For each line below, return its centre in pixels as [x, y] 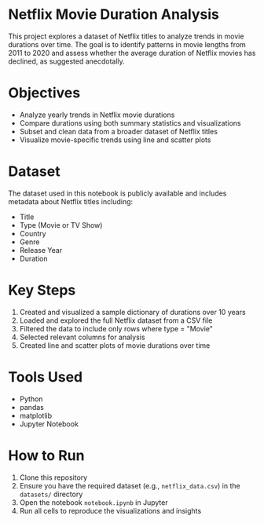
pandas [32, 407]
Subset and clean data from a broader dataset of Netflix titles [119, 131]
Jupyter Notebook [49, 424]
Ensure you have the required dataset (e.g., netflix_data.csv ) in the [130, 485]
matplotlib [36, 415]
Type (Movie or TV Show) [61, 225]
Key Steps [42, 290]
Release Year [41, 250]
